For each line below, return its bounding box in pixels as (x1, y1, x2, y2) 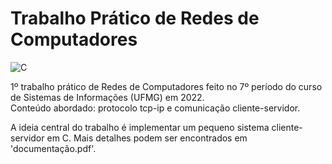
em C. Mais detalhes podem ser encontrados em (46, 132, 248, 144)
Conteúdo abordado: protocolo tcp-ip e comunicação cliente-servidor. (10, 102, 301, 114)
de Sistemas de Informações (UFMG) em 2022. (10, 91, 205, 103)
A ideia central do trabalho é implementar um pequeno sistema (10, 121, 270, 133)
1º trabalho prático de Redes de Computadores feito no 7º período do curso (10, 80, 323, 92)
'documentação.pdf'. (10, 142, 97, 154)
